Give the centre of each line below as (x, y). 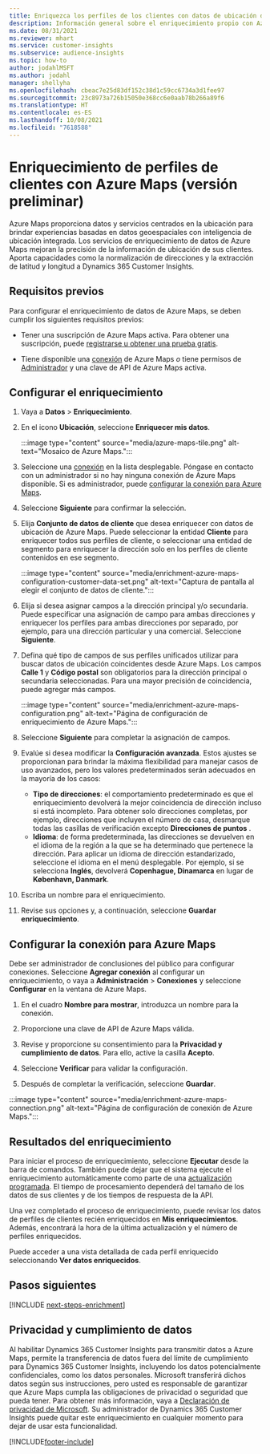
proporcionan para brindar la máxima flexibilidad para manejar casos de (139, 762)
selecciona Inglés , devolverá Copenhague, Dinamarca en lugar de (143, 871)
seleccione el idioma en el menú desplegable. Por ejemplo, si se (138, 862)
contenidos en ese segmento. (70, 557)
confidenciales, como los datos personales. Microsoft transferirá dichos (128, 1375)
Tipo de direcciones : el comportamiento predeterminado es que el (143, 794)
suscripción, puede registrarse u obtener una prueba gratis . (119, 343)
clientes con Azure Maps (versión (123, 184)
